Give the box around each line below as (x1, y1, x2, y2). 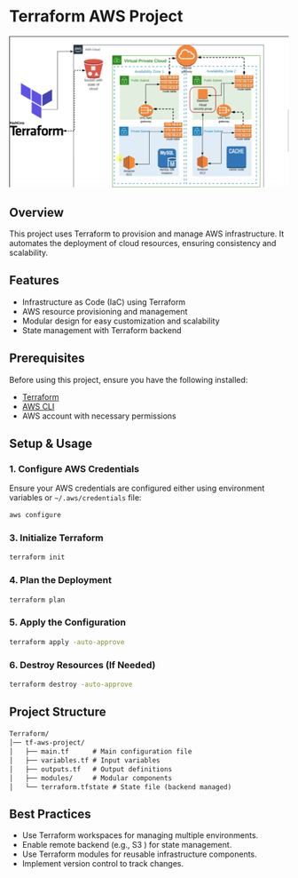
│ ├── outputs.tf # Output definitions (9, 764, 173, 774)
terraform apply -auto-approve (9, 637, 125, 646)
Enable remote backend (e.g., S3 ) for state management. (21, 840, 232, 850)
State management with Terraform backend (21, 324, 182, 335)
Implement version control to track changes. (21, 858, 184, 869)
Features (9, 273, 59, 288)
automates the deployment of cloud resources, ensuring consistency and (9, 237, 277, 248)
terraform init (9, 553, 66, 562)
